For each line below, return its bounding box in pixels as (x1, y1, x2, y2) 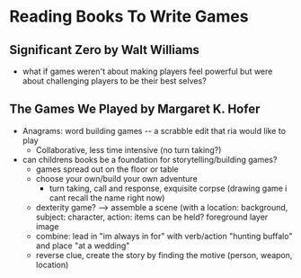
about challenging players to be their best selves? (22, 76, 207, 86)
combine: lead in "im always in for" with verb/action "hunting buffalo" (35, 230, 293, 241)
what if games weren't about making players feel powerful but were (22, 66, 273, 76)
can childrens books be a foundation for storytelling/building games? (22, 154, 278, 165)
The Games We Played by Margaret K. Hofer (9, 102, 261, 117)
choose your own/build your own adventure (35, 173, 198, 184)
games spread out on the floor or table (35, 164, 180, 175)
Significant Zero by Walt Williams (9, 42, 200, 58)
